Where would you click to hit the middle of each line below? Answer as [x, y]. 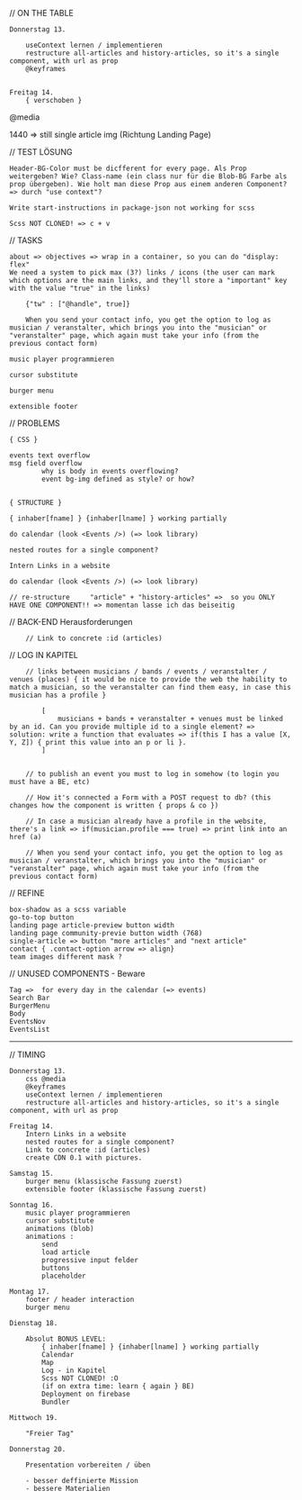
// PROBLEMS [35, 423]
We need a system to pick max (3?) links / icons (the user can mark [142, 273]
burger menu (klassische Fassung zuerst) [104, 1181]
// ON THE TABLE [42, 13]
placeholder [64, 1276]
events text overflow [50, 456]
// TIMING [28, 1054]
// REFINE [27, 893]
